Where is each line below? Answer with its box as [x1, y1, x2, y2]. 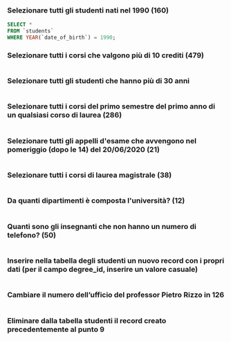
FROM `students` [7, 28, 54, 35]
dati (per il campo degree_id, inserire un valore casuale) [7, 264, 198, 274]
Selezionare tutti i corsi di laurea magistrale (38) [7, 170, 172, 180]
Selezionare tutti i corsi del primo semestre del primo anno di [7, 102, 216, 111]
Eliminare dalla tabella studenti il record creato [7, 315, 167, 325]
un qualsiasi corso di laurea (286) [7, 110, 122, 120]
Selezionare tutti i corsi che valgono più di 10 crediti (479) [7, 50, 205, 60]
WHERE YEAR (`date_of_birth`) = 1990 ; [7, 34, 116, 42]
